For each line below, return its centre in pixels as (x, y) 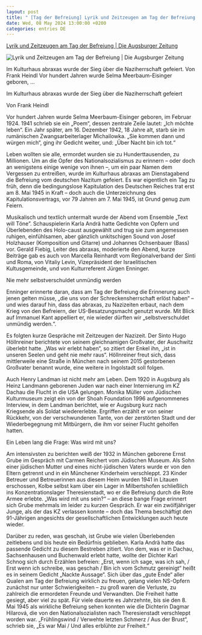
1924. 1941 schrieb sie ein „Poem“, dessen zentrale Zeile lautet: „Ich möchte (100, 124)
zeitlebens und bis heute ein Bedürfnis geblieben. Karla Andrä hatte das (96, 543)
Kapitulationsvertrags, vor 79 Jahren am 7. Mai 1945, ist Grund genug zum (98, 199)
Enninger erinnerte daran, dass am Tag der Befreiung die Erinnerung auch (98, 292)
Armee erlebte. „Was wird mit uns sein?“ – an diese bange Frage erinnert (96, 499)
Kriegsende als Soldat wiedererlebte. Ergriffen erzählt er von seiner (90, 411)
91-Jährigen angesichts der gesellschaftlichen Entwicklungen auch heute (97, 518)
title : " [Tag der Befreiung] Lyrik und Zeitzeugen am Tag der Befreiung (101, 17)
